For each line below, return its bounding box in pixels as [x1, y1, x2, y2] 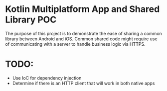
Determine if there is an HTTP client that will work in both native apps [12, 80, 155, 86]
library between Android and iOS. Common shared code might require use [5, 36, 158, 42]
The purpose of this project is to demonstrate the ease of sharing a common [5, 30, 162, 36]
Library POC [5, 14, 57, 25]
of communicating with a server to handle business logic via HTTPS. [5, 41, 146, 47]
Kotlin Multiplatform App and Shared [5, 3, 160, 15]
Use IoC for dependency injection [12, 75, 82, 81]
